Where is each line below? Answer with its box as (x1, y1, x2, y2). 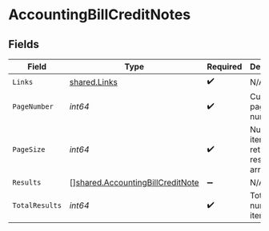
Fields (8, 38, 40, 51)
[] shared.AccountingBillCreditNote (69, 177, 199, 188)
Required (207, 62, 243, 72)
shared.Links (69, 76, 118, 87)
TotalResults (12, 201, 62, 209)
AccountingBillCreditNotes (8, 6, 191, 24)
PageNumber (12, 102, 54, 111)
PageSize (12, 145, 46, 153)
